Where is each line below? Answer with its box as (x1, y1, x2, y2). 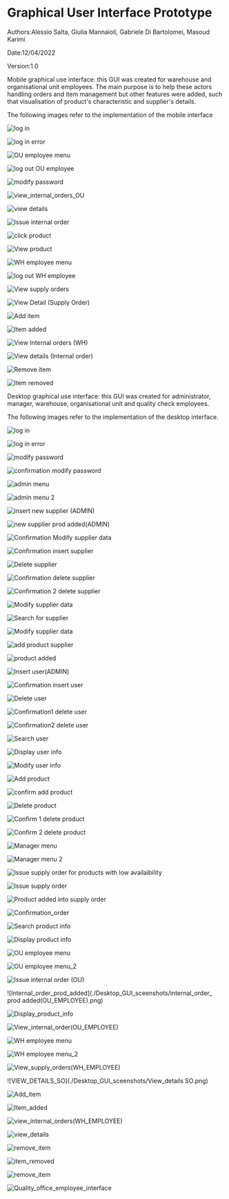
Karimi (7, 35, 26, 43)
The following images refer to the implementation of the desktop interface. (7, 413, 219, 421)
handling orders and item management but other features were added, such (7, 90, 223, 98)
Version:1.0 (7, 62, 39, 70)
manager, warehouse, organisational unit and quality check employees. (7, 399, 210, 407)
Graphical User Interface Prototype (7, 5, 212, 21)
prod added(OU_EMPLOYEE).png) (7, 996, 103, 1004)
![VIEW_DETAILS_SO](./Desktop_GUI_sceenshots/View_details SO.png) (7, 1077, 208, 1085)
